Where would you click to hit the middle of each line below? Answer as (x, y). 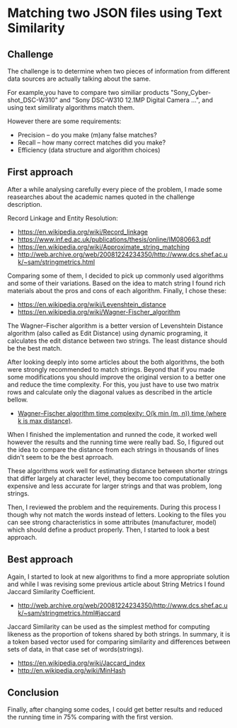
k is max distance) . (45, 421)
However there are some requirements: (64, 121)
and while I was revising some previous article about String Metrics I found (116, 584)
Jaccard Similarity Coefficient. (51, 591)
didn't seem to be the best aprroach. (61, 457)
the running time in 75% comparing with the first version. (90, 717)
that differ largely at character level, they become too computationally (109, 478)
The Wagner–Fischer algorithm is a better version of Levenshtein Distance (115, 325)
